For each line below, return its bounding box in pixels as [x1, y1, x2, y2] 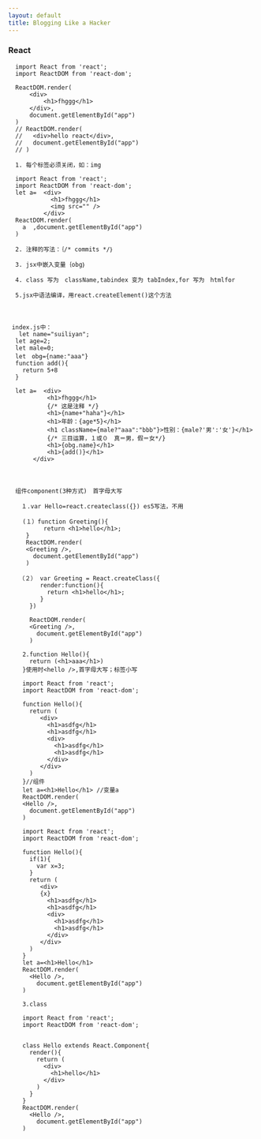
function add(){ [15, 359, 69, 367]
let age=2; [15, 337, 51, 345]
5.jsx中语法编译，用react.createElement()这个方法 [15, 291, 172, 299]
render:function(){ [39, 581, 104, 589]
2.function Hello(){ [22, 650, 90, 658]
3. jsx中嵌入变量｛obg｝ [15, 260, 87, 268]
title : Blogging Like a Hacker [8, 19, 111, 27]
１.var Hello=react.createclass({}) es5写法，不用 [21, 502, 184, 510]
